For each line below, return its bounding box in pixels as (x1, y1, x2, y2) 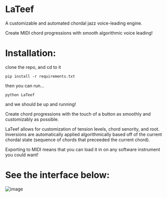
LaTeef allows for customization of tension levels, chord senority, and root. (5, 126, 160, 132)
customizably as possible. (5, 116, 59, 122)
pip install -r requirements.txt (5, 74, 75, 79)
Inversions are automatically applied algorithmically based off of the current (5, 131, 162, 137)
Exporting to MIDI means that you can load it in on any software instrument (5, 146, 160, 152)
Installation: (5, 48, 56, 59)
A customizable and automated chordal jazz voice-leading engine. (5, 20, 142, 26)
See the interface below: (5, 169, 110, 181)
